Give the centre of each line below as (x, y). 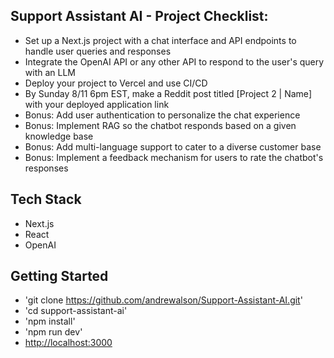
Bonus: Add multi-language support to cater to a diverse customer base (173, 146)
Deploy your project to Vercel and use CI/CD (116, 83)
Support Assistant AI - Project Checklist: (139, 16)
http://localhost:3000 (68, 343)
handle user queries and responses (98, 51)
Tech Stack (46, 199)
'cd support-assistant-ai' (76, 311)
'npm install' (50, 321)
